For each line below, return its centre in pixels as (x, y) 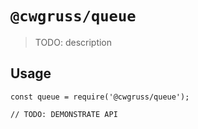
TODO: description (73, 42)
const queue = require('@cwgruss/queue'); (100, 97)
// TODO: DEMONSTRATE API (64, 114)
